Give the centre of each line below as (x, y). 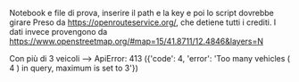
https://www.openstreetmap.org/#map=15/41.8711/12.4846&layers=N (137, 41)
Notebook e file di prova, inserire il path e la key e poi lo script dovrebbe (142, 13)
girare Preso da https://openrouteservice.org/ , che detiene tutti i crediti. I (143, 22)
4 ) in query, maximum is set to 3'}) (74, 68)
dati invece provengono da (58, 32)
